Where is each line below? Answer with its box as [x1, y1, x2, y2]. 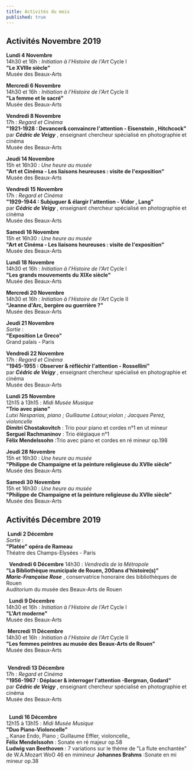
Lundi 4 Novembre [6, 51, 53, 59]
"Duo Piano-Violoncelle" [6, 726, 68, 733]
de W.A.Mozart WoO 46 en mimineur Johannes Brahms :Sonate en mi [6, 751, 177, 758]
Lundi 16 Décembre [8, 714, 57, 721]
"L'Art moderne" [6, 610, 48, 617]
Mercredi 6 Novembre [6, 82, 61, 89]
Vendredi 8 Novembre [6, 112, 61, 120]
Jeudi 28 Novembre [6, 448, 56, 456]
